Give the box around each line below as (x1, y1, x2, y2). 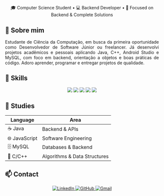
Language (10, 116, 35, 123)
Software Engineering (42, 135, 92, 142)
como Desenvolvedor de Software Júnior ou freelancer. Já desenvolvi (5, 44, 159, 50)
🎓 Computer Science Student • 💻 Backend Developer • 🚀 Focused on (10, 5, 154, 11)
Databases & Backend (42, 144, 93, 151)
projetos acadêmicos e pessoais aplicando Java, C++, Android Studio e (5, 49, 159, 55)
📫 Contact (5, 170, 39, 178)
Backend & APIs (42, 126, 79, 133)
